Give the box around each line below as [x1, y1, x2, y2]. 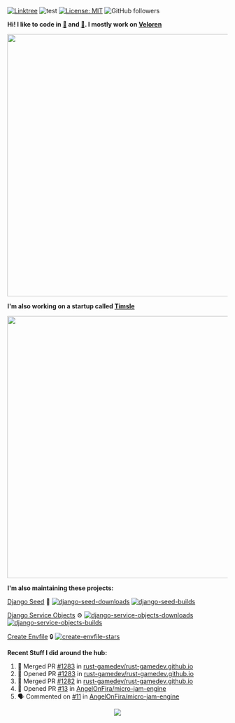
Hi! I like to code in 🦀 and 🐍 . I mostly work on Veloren [7, 20, 162, 28]
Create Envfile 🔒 [7, 633, 54, 640]
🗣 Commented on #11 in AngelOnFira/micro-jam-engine [17, 692, 180, 701]
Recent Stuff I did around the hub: [7, 649, 108, 657]
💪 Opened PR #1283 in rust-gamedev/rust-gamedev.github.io [17, 670, 194, 678]
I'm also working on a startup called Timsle [7, 302, 135, 310]
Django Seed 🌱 [7, 598, 50, 606]
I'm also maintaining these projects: [7, 584, 114, 592]
